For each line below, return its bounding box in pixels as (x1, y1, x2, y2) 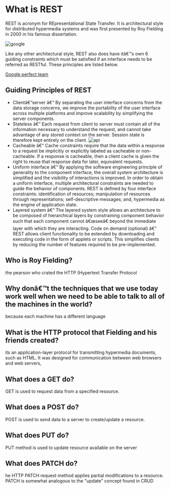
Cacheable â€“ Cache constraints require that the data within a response (12, 142, 165, 148)
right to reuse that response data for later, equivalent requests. (12, 158, 143, 165)
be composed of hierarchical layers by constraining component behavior (12, 212, 164, 218)
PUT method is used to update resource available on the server (5, 444, 138, 451)
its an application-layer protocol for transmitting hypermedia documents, (5, 349, 157, 355)
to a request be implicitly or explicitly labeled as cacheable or (12, 148, 141, 154)
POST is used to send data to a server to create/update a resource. (5, 416, 145, 422)
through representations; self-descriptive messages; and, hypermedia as (12, 196, 165, 202)
